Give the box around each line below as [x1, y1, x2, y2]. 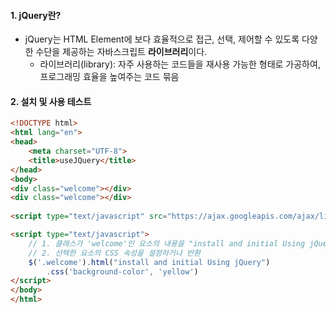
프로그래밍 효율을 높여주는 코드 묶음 [39, 71, 180, 83]
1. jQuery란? [10, 9, 62, 21]
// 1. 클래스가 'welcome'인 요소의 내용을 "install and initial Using [28, 238, 306, 249]
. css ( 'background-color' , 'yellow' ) [46, 266, 199, 277]
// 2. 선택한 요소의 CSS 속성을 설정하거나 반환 [28, 248, 201, 258]
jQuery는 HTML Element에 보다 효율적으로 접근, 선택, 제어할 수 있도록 [24, 33, 300, 45]
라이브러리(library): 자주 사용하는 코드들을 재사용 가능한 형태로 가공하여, [39, 58, 321, 70]
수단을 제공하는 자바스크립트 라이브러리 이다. [35, 46, 208, 58]
